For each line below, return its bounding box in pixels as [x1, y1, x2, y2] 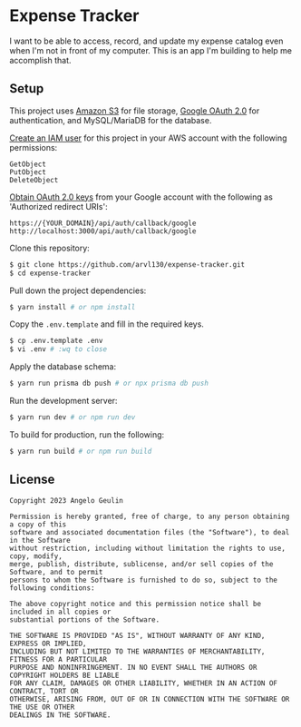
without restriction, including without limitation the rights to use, [9, 544, 286, 553]
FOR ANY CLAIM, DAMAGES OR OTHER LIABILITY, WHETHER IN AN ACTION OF [9, 678, 278, 688]
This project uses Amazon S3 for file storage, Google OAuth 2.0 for [9, 105, 260, 116]
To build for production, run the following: [9, 428, 165, 440]
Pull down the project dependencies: [9, 285, 147, 296]
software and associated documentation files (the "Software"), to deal [9, 527, 290, 536]
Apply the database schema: [9, 361, 117, 372]
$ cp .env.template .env [9, 337, 103, 346]
